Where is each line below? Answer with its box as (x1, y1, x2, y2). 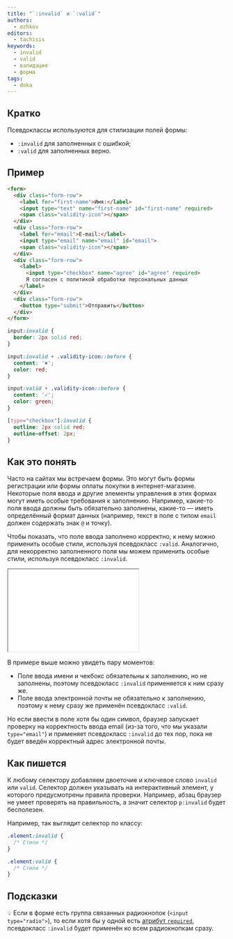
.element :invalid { (7, 832, 64, 839)
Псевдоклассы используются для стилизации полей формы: (7, 126, 188, 135)
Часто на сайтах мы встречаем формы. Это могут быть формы (7, 475, 195, 483)
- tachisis (13, 36, 45, 43)
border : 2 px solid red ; (13, 334, 82, 342)
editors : (7, 29, 33, 37)
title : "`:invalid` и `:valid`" (7, 10, 101, 17)
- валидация (13, 62, 49, 69)
